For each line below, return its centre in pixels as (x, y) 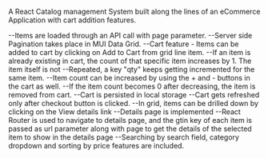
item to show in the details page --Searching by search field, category (124, 137)
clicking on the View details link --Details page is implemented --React (125, 112)
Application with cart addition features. (72, 20)
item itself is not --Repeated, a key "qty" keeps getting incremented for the (132, 69)
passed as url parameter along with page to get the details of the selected (130, 128)
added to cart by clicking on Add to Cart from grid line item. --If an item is (130, 52)
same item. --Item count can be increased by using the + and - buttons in (129, 78)
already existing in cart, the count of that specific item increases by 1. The (130, 61)
